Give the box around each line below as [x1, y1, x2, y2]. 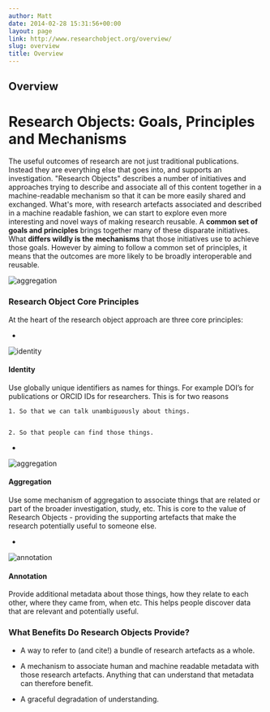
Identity [8, 365, 36, 375]
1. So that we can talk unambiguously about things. [8, 407, 191, 415]
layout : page [8, 27, 53, 35]
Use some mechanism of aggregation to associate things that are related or [8, 495, 261, 505]
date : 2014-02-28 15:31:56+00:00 [8, 20, 122, 28]
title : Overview [8, 50, 63, 58]
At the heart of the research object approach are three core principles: [8, 315, 243, 324]
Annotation [8, 571, 48, 581]
